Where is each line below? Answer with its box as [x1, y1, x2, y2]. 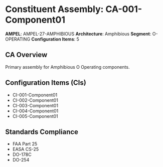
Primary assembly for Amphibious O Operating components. [5, 64, 130, 70]
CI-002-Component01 [12, 97, 59, 103]
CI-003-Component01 [12, 102, 59, 108]
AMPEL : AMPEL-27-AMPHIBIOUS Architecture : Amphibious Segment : [5, 31, 151, 37]
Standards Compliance [5, 127, 79, 136]
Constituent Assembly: [5, 4, 104, 15]
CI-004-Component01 [12, 108, 59, 114]
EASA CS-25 [12, 146, 39, 152]
